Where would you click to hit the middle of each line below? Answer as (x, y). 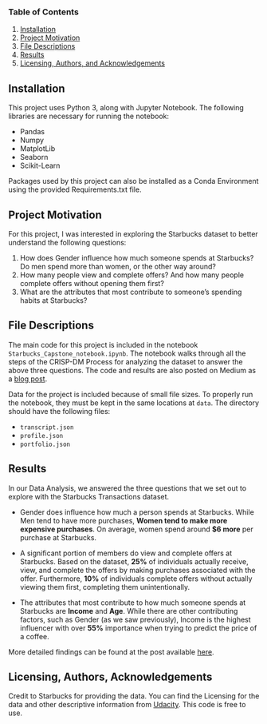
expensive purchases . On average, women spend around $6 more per (136, 529)
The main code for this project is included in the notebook (103, 344)
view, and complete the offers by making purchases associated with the (137, 570)
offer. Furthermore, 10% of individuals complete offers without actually (136, 579)
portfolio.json (45, 444)
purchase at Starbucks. (58, 537)
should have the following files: (59, 411)
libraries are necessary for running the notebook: (89, 116)
